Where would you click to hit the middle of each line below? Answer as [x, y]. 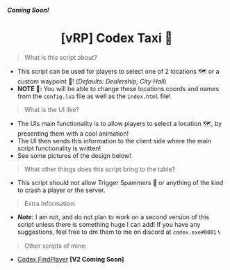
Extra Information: [50, 203]
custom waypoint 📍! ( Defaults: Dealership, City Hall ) [92, 81]
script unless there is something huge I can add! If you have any [109, 224]
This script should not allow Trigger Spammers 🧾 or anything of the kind [120, 182]
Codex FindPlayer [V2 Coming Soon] [71, 259]
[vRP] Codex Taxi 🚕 [117, 38]
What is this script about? [60, 57]
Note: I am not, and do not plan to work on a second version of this [113, 217]
